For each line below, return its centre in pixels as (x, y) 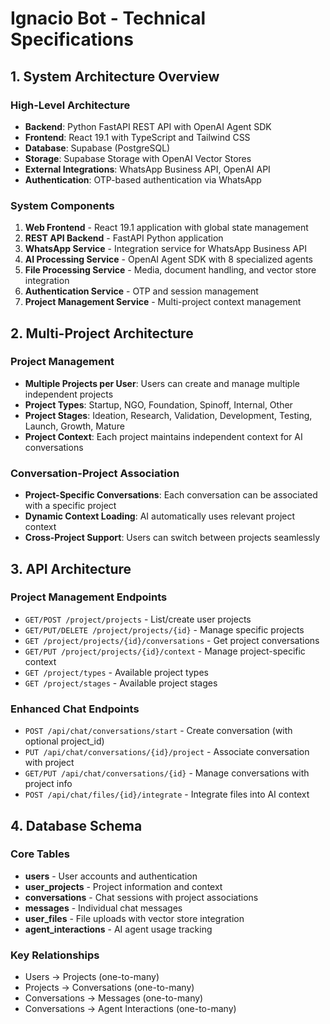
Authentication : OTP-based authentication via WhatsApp (143, 179)
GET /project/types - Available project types (116, 672)
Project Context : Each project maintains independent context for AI (163, 436)
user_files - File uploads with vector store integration (134, 918)
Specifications (72, 39)
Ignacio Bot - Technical (108, 18)
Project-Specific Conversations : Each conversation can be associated (171, 495)
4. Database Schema (76, 825)
